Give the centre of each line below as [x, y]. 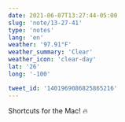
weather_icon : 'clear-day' [52, 60]
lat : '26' [24, 67]
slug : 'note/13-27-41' [45, 23]
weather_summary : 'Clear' [50, 52]
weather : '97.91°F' [40, 45]
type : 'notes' [31, 30]
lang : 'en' [26, 37]
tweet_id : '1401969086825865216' [63, 88]
